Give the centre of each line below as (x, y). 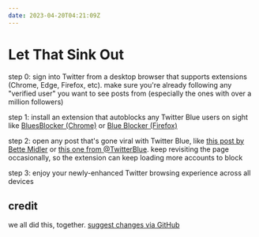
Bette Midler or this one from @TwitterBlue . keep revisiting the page (118, 149)
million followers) (36, 102)
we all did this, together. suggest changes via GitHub (94, 225)
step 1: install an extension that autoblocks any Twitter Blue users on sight (128, 117)
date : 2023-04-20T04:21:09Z (54, 15)
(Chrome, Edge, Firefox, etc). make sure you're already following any (120, 85)
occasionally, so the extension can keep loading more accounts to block (126, 157)
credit (23, 206)
